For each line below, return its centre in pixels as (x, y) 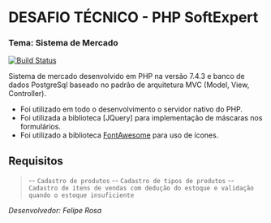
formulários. (40, 127)
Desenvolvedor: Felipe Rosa (55, 211)
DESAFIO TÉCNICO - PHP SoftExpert (133, 17)
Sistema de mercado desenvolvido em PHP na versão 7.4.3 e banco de (127, 77)
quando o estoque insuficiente (81, 195)
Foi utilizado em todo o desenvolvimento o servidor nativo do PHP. (131, 109)
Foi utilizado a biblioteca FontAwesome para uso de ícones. (119, 135)
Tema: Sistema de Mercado (64, 43)
